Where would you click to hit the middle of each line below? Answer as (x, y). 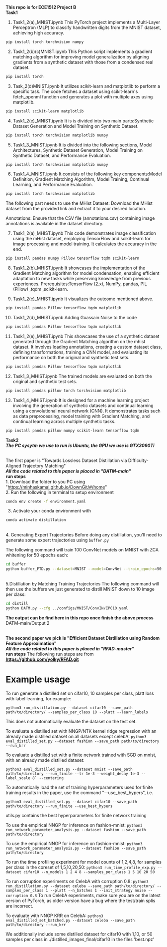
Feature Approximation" (31, 643)
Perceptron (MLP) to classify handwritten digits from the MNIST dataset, (87, 27)
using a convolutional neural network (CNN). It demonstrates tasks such (87, 411)
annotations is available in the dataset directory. (55, 224)
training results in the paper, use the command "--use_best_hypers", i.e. (80, 792)
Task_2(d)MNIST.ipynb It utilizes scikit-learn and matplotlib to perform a (86, 86)
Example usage (38, 679)
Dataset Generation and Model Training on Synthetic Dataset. (76, 126)
